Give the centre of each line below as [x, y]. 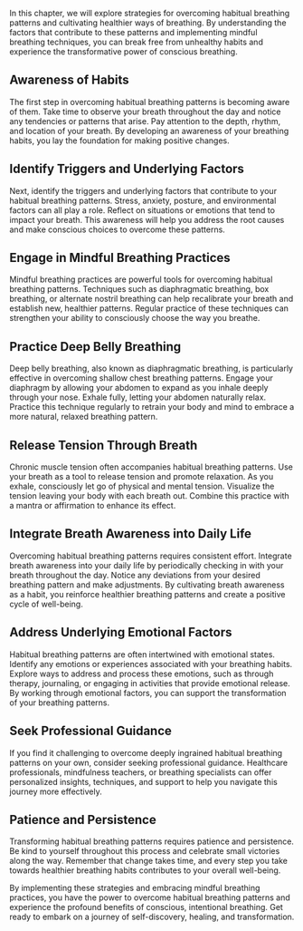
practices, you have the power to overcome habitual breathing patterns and [150, 897]
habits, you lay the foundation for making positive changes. [120, 141]
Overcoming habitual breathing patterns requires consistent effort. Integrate [151, 556]
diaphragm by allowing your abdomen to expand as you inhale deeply [139, 388]
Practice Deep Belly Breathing [95, 347]
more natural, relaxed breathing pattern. [84, 417]
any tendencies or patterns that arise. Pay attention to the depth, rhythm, [145, 121]
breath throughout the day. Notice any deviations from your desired [135, 575]
